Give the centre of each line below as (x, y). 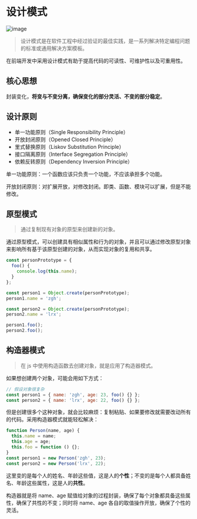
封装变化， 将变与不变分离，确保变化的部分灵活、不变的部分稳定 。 (86, 96)
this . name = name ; (34, 436)
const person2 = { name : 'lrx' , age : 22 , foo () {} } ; (73, 400)
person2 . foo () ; (25, 331)
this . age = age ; (31, 442)
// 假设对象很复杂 (26, 389)
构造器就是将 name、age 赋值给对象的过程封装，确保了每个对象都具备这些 (96, 495)
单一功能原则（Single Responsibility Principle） (72, 132)
